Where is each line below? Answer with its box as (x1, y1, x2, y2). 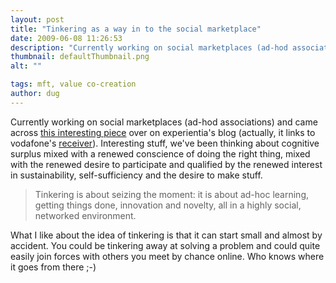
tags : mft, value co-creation (10, 79, 137, 90)
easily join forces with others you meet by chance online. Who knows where (10, 250, 325, 262)
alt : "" (10, 61, 43, 71)
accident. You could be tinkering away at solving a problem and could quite (10, 239, 321, 251)
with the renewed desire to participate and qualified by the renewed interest (10, 158, 323, 170)
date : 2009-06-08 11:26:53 (10, 33, 123, 43)
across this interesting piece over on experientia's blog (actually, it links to (10, 126, 316, 138)
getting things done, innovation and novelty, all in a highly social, (34, 199, 302, 211)
